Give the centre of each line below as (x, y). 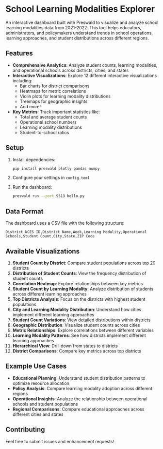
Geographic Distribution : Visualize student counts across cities (76, 325)
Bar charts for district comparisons (55, 86)
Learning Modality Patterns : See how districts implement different (79, 335)
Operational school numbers (48, 122)
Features (19, 53)
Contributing (25, 430)
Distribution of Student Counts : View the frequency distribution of (79, 273)
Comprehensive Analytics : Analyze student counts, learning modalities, (85, 65)
